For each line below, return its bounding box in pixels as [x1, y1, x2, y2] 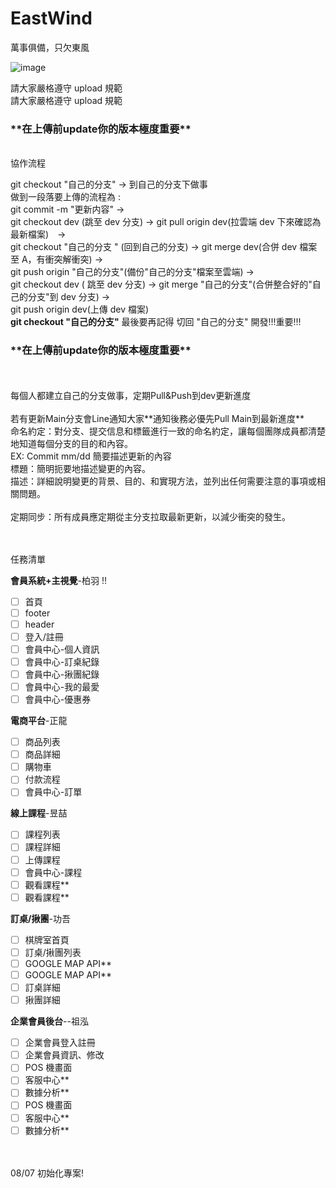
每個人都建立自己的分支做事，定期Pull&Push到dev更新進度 [10, 389, 252, 401]
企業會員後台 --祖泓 [10, 1015, 89, 1027]
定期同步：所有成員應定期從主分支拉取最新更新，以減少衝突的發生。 [10, 510, 291, 522]
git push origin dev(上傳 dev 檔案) [10, 303, 150, 316]
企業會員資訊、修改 [24, 1049, 105, 1061]
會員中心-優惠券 [24, 693, 92, 706]
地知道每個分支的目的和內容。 [10, 437, 133, 449]
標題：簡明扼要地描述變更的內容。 [10, 462, 151, 474]
